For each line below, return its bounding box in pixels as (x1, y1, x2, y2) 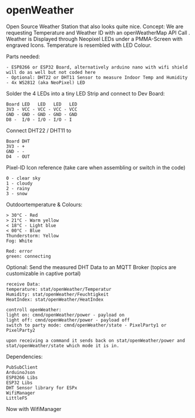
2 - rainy (6, 185, 31, 191)
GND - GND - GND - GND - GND (6, 111, 78, 117)
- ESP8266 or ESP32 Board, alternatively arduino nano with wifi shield (6, 64, 188, 70)
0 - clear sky (6, 175, 41, 181)
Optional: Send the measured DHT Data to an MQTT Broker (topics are (6, 263, 177, 270)
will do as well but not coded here (6, 69, 96, 75)
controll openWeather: (6, 307, 62, 312)
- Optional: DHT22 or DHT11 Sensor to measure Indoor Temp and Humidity (6, 74, 188, 80)
